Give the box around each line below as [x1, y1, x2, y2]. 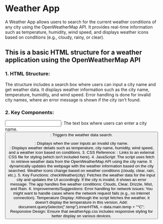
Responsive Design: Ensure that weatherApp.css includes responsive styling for [10, 209, 153, 214]
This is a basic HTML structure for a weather [5, 48, 142, 57]
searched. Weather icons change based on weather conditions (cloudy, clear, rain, [8, 168, 155, 173]
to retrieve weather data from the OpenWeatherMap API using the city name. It [11, 159, 152, 164]
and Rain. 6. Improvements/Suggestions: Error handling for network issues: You [10, 186, 153, 192]
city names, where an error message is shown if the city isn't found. [5, 97, 141, 103]
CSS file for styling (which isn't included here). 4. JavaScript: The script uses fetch [8, 154, 155, 160]
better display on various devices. [51, 213, 112, 219]
